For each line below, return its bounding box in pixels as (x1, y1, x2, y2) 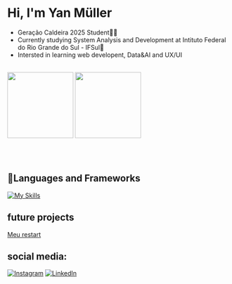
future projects (7, 212, 75, 224)
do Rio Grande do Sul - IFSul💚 (17, 43, 104, 51)
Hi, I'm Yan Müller (7, 5, 112, 21)
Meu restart (7, 230, 41, 238)
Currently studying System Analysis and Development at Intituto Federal (17, 35, 226, 44)
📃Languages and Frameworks (7, 172, 141, 184)
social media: (7, 250, 67, 262)
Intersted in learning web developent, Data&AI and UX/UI (17, 51, 183, 59)
